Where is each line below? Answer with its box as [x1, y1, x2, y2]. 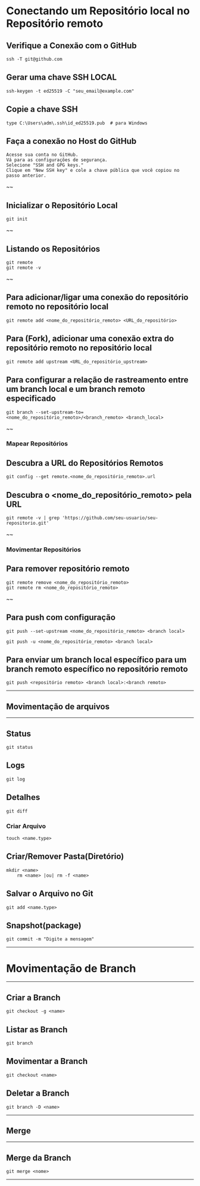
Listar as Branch [6, 1024, 68, 1034]
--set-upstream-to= [35, 409, 84, 415]
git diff [6, 808, 28, 814]
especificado [6, 394, 57, 404]
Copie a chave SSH [6, 104, 79, 114]
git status [6, 745, 33, 751]
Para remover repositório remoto [6, 564, 130, 574]
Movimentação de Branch [6, 962, 136, 975]
